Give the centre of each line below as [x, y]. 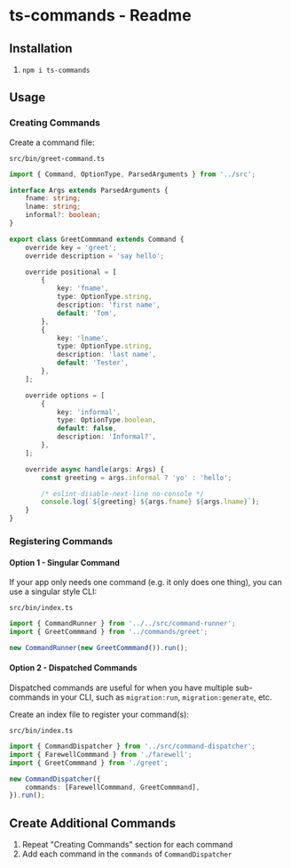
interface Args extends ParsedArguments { [89, 190]
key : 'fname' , [83, 289]
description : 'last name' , [106, 355]
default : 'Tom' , [87, 313]
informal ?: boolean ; [63, 215]
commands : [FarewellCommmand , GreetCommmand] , [113, 787]
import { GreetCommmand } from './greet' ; [89, 763]
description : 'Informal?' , [106, 437]
